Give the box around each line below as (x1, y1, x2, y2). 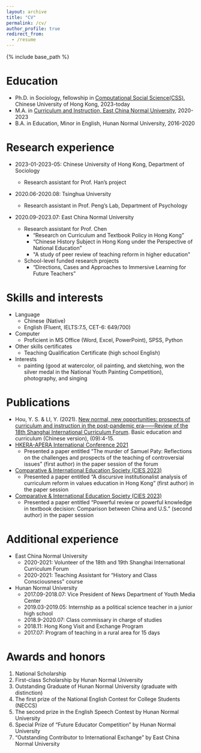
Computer (14, 330, 40, 337)
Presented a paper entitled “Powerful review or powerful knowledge (23, 498, 192, 505)
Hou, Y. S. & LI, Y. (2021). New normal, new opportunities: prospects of (14, 415, 191, 422)
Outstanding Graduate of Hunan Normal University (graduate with (14, 683, 178, 690)
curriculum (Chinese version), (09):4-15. (14, 434, 115, 442)
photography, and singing (23, 374, 88, 382)
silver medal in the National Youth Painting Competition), (23, 368, 164, 376)
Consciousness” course (23, 578, 83, 585)
